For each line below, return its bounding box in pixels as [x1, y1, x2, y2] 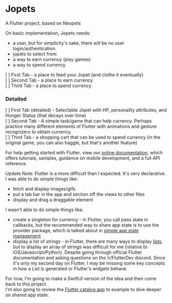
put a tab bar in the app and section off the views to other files [12, 191, 145, 197]
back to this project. [5, 281, 48, 287]
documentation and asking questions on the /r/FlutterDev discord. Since [12, 255, 165, 261]
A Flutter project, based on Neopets [5, 20, 81, 26]
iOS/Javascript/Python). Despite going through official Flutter [12, 249, 142, 255]
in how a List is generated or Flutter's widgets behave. [12, 266, 128, 272]
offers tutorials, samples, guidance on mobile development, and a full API [5, 155, 160, 161]
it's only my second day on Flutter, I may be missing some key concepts [12, 260, 165, 267]
